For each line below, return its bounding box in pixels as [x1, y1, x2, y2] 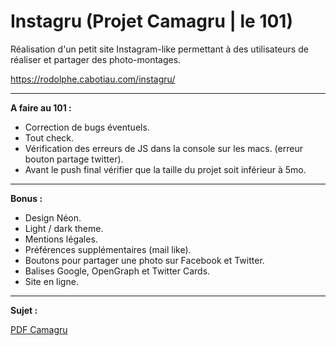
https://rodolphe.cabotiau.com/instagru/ [10, 73, 176, 85]
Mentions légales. [24, 233, 98, 245]
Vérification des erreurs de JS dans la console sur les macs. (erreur [24, 142, 303, 154]
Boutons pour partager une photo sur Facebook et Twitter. [24, 254, 265, 266]
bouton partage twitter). [24, 153, 124, 165]
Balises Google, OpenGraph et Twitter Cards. [24, 265, 211, 277]
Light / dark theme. [24, 222, 104, 234]
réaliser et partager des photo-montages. [10, 53, 182, 65]
